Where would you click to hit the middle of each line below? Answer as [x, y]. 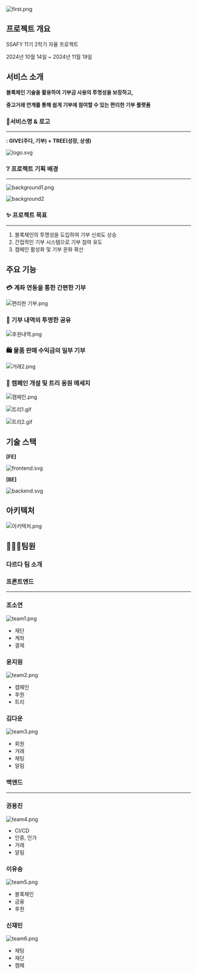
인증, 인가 [26, 837]
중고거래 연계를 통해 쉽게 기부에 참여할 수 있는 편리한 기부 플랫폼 [78, 105]
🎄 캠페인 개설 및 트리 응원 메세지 [48, 383]
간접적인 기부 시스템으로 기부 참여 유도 [58, 242]
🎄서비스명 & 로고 [28, 122]
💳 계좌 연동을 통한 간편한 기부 [46, 288]
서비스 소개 [25, 77]
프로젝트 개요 [28, 29]
